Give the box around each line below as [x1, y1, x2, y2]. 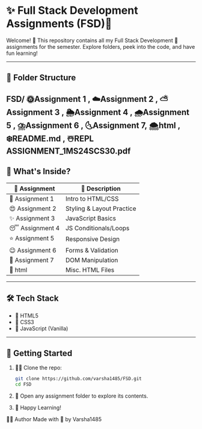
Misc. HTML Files [65, 266, 115, 274]
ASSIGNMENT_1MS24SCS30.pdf [6, 146, 131, 156]
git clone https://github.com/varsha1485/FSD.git [14, 376, 142, 382]
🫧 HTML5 [14, 312, 39, 319]
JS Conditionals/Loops [65, 224, 130, 232]
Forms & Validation [65, 246, 118, 254]
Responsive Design [65, 235, 120, 243]
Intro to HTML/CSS [65, 194, 119, 202]
